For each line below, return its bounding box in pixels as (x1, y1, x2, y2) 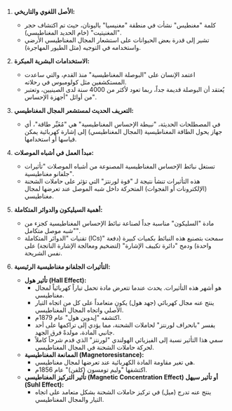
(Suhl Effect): (24, 380, 64, 389)
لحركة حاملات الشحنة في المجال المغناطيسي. (34, 343, 154, 351)
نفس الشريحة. (24, 249, 63, 257)
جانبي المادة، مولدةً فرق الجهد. (34, 328, 115, 337)
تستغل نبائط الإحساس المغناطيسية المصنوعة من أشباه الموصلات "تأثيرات (24, 162, 215, 170)
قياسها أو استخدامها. (24, 135, 77, 143)
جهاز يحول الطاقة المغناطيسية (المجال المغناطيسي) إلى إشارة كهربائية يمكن (24, 128, 223, 135)
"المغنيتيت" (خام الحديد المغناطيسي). (24, 29, 122, 36)
